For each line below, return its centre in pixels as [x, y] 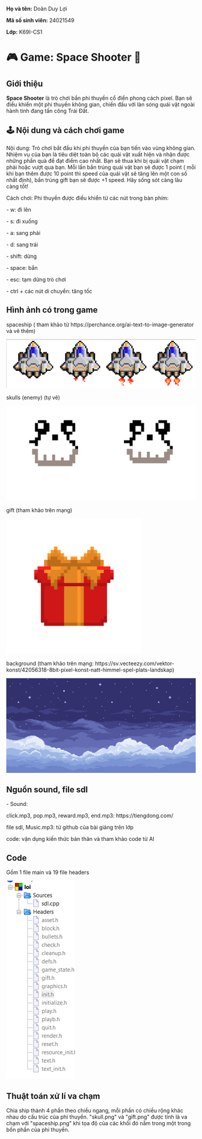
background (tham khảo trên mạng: [50, 663]
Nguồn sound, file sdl [47, 789]
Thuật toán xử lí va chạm [53, 1096]
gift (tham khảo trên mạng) [39, 510]
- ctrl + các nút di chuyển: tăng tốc [49, 291]
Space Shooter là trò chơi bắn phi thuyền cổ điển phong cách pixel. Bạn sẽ [99, 98]
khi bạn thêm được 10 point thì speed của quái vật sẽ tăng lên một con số [97, 173]
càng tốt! [17, 186]
